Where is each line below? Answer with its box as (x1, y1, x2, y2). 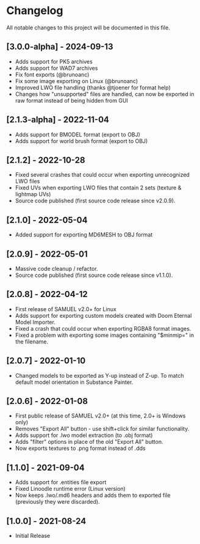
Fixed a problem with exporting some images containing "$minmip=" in (15, 331, 194, 339)
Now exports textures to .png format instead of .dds (15, 444, 146, 452)
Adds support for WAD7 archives (15, 64, 98, 72)
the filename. (15, 337, 49, 345)
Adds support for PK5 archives (15, 57, 93, 65)
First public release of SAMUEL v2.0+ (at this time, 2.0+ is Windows (15, 412, 186, 419)
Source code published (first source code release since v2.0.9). (15, 197, 176, 205)
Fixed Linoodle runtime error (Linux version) (15, 485, 126, 493)
